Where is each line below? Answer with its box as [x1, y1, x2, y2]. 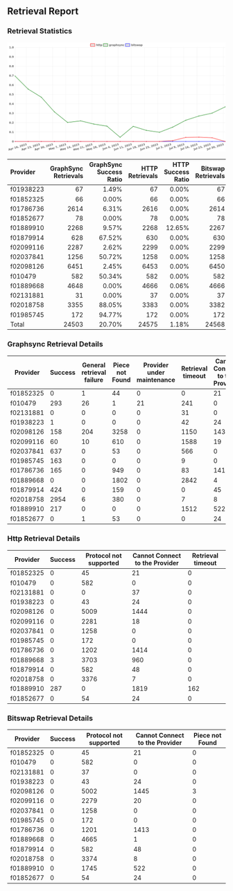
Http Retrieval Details [7, 533, 80, 543]
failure [84, 376, 104, 384]
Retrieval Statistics [7, 26, 73, 36]
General [82, 360, 106, 369]
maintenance [136, 376, 175, 384]
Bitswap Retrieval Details [7, 713, 94, 723]
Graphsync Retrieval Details [7, 339, 103, 349]
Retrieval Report [7, 6, 79, 17]
